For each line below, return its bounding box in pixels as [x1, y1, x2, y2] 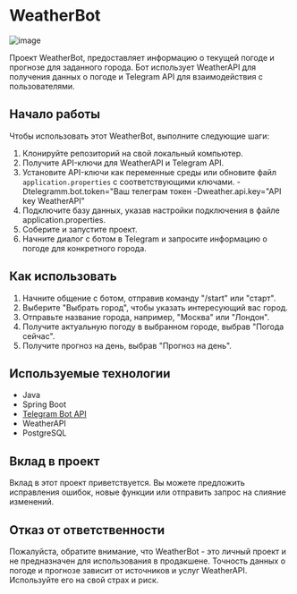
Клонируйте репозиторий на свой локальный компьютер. [21, 148, 243, 158]
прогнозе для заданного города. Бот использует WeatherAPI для [9, 62, 257, 72]
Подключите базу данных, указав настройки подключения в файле [21, 205, 280, 216]
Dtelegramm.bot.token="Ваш [21, 185, 130, 197]
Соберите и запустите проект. [21, 224, 138, 234]
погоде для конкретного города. [21, 242, 148, 253]
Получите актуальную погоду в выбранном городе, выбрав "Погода [21, 321, 284, 332]
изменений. [9, 496, 55, 507]
